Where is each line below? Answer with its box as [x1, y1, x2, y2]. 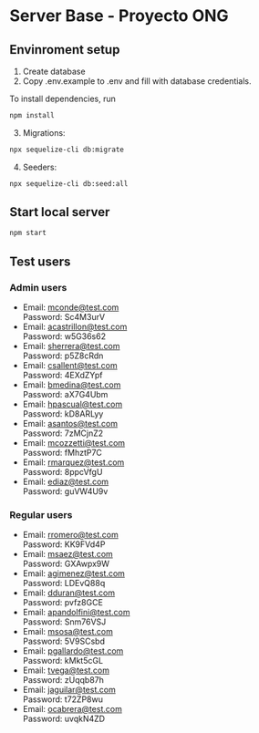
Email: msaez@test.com [22, 549, 114, 560]
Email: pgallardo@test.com [22, 645, 124, 656]
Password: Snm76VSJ [22, 616, 107, 627]
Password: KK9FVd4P [22, 539, 106, 550]
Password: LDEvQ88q [22, 578, 106, 589]
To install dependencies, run [9, 93, 117, 104]
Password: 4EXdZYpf [22, 370, 103, 380]
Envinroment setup [9, 42, 120, 57]
